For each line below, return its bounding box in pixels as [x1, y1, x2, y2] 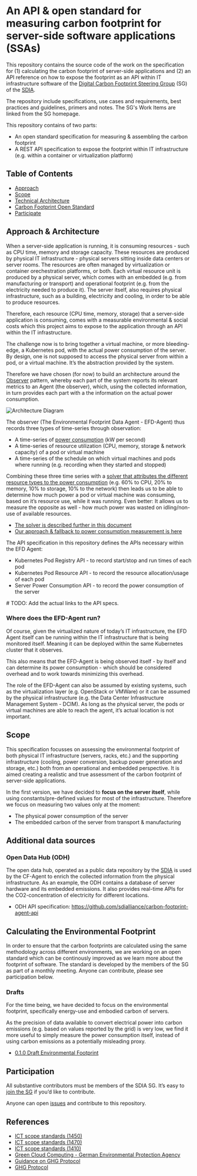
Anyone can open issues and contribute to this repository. [6, 1100, 146, 1107]
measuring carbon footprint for [6, 16, 162, 30]
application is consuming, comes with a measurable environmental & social [6, 316, 188, 323]
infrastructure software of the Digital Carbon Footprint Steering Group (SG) [6, 80, 188, 87]
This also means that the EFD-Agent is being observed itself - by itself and [6, 658, 187, 665]
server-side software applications [6, 29, 176, 42]
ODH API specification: [14, 903, 71, 910]
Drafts [6, 988, 25, 996]
